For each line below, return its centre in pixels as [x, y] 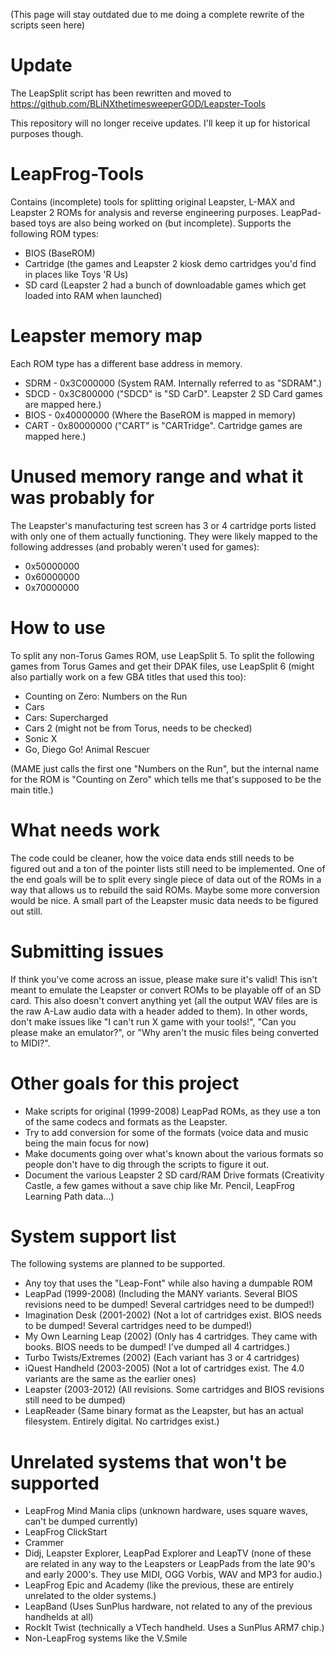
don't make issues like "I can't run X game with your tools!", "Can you [153, 1021]
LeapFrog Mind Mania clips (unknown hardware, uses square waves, [166, 1511]
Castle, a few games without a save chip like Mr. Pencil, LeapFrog [159, 1185]
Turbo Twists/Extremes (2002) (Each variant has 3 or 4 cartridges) [162, 1358]
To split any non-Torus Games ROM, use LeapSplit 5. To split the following [162, 655]
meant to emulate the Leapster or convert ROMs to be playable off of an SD [166, 990]
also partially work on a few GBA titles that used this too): [128, 676]
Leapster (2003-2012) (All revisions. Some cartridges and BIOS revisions [174, 1390]
